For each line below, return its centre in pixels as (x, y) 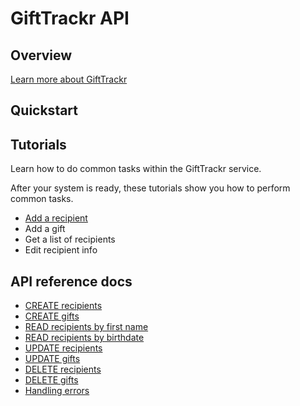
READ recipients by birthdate (84, 338)
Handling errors (57, 391)
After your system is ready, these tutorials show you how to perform (150, 188)
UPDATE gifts (52, 359)
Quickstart (44, 110)
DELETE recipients (63, 369)
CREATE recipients (63, 306)
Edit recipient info (61, 250)
